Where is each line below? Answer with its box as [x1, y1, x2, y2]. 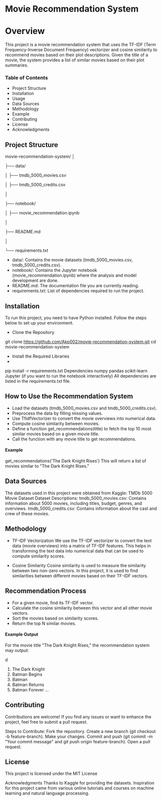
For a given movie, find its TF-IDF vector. [12, 600, 94, 605]
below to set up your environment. [5, 320, 74, 326]
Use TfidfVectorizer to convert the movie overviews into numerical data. [12, 415, 157, 421]
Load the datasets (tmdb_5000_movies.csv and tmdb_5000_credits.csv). [12, 405, 157, 411]
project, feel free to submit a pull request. [5, 719, 88, 725]
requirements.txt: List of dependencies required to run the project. [12, 288, 145, 294]
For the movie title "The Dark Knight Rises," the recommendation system [5, 642, 150, 648]
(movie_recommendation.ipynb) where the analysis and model [12, 273, 137, 278]
